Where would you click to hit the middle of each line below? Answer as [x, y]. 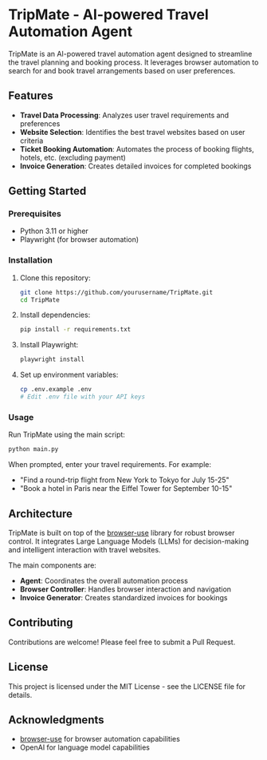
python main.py [33, 449]
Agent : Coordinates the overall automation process [104, 580]
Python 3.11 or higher [54, 231]
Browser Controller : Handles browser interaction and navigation [126, 589]
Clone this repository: [55, 278]
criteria [31, 141]
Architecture [41, 514]
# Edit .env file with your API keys [82, 397]
